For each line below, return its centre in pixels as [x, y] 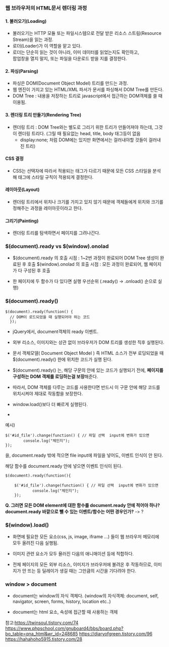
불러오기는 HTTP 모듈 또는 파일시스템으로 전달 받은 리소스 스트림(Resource [87, 33]
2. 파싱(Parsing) [22, 71]
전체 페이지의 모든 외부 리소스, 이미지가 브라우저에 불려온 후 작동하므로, [82, 564]
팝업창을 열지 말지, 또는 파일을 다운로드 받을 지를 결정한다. [70, 59]
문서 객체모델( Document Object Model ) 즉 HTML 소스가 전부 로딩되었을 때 [88, 353]
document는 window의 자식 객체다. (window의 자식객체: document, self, [86, 596]
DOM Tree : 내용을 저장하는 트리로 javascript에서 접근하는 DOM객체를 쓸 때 [88, 96]
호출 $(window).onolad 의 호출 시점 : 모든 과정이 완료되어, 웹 [88, 264]
